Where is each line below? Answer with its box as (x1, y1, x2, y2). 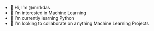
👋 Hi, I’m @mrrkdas (10, 5, 50, 10)
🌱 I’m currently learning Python (10, 15, 74, 21)
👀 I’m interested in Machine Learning (10, 10, 87, 16)
